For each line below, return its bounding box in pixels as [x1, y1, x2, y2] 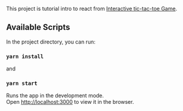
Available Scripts [6, 22, 70, 32]
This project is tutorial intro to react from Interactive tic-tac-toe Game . [6, 5, 177, 12]
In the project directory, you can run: [6, 38, 96, 45]
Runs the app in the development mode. [6, 92, 104, 99]
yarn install [6, 53, 44, 60]
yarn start [6, 80, 37, 87]
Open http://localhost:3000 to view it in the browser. [6, 98, 134, 106]
